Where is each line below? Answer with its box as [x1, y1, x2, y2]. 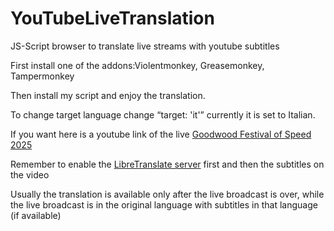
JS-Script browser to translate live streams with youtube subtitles [10, 40, 280, 52]
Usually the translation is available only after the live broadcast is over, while [10, 188, 325, 200]
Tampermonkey [10, 70, 75, 82]
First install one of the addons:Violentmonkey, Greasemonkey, [10, 59, 265, 71]
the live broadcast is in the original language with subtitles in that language [10, 198, 318, 211]
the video [10, 168, 50, 181]
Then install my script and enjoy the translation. [10, 89, 206, 101]
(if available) [10, 209, 62, 221]
